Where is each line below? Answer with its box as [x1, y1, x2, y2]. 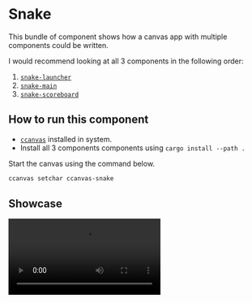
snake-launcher [19, 73, 72, 81]
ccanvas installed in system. [19, 134, 113, 144]
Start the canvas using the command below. [8, 158, 156, 168]
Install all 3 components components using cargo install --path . [19, 143, 246, 153]
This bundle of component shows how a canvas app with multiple [8, 32, 228, 41]
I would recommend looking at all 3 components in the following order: [8, 56, 244, 66]
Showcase [8, 197, 63, 211]
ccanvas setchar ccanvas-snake [8, 174, 114, 183]
